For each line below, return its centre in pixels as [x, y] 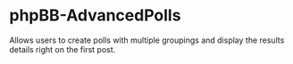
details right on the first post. [63, 49]
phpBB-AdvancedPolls [95, 16]
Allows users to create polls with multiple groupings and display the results [147, 40]
